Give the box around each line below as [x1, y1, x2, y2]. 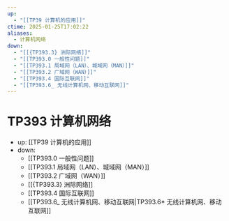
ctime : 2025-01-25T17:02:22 [7, 23, 89, 30]
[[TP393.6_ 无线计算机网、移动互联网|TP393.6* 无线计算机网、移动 [27, 198, 222, 206]
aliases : [7, 29, 33, 37]
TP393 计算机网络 [7, 114, 112, 130]
